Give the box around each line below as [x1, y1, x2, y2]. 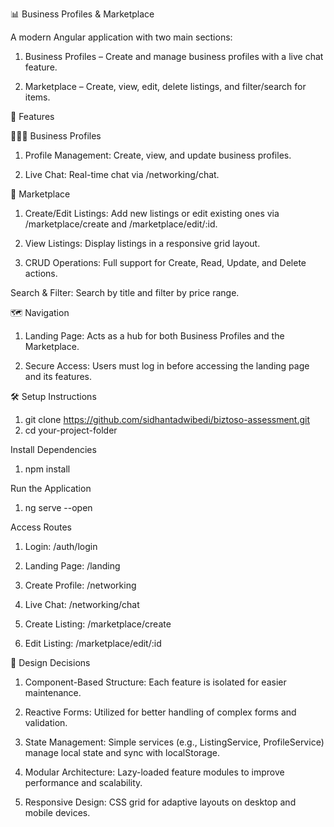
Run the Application [10, 483, 92, 494]
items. [24, 91, 51, 103]
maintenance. [24, 687, 82, 698]
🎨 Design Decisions [10, 657, 91, 668]
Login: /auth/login [24, 541, 98, 552]
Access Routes [10, 521, 73, 533]
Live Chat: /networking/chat [24, 599, 140, 610]
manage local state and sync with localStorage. [24, 747, 220, 758]
